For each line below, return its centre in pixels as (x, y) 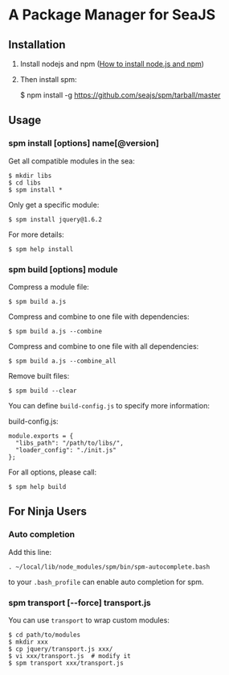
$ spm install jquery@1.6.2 (55, 219)
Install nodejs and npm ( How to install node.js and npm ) (112, 64)
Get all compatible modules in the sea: (72, 161)
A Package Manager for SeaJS (112, 15)
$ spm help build (37, 487)
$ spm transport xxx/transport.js (66, 663)
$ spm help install (41, 249)
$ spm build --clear (43, 391)
